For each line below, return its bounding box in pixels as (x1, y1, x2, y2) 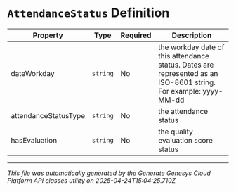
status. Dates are (157, 60, 214, 70)
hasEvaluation (11, 135, 58, 145)
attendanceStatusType (11, 110, 86, 120)
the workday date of (157, 42, 225, 52)
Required (120, 30, 152, 40)
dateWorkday (11, 68, 55, 78)
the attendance (157, 106, 209, 116)
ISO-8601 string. (157, 77, 216, 87)
